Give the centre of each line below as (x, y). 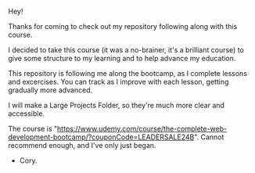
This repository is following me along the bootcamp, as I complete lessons (128, 73)
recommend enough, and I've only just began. (82, 145)
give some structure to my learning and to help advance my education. (122, 58)
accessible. (27, 114)
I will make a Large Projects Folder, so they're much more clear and (117, 105)
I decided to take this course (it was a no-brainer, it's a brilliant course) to (126, 50)
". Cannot (209, 137)
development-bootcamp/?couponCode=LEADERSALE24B (101, 137)
